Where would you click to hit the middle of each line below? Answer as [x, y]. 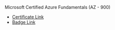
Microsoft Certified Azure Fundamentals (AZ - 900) [58, 7]
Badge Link [24, 22]
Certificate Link [28, 17]
